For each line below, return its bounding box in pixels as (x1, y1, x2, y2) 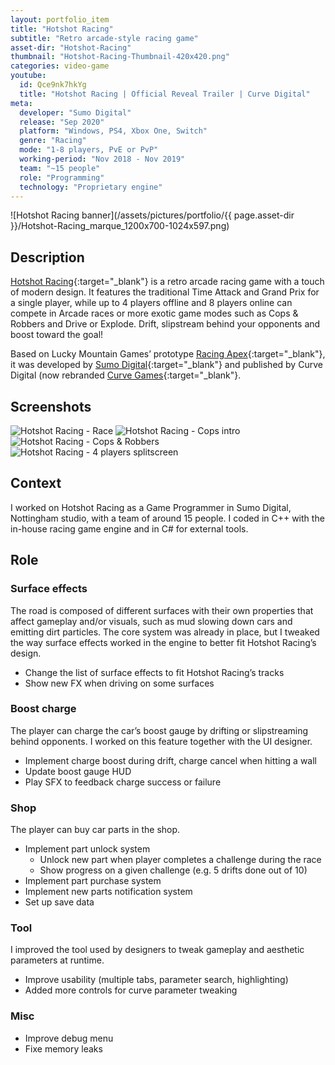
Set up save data (24, 896, 95, 908)
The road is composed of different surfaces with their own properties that (10, 604, 314, 616)
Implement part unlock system (24, 843, 151, 855)
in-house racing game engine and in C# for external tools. (10, 522, 249, 535)
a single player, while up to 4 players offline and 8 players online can (10, 297, 293, 309)
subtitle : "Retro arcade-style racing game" (10, 33, 199, 43)
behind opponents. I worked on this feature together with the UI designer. (10, 735, 313, 747)
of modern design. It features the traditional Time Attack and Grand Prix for (10, 286, 320, 298)
